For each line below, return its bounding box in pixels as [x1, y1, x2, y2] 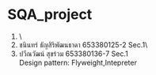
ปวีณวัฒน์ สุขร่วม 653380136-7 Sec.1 [18, 49, 128, 58]
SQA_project [7, 6, 93, 24]
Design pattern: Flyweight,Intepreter [18, 58, 138, 67]
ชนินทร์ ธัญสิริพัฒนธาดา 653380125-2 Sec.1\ [18, 39, 148, 49]
